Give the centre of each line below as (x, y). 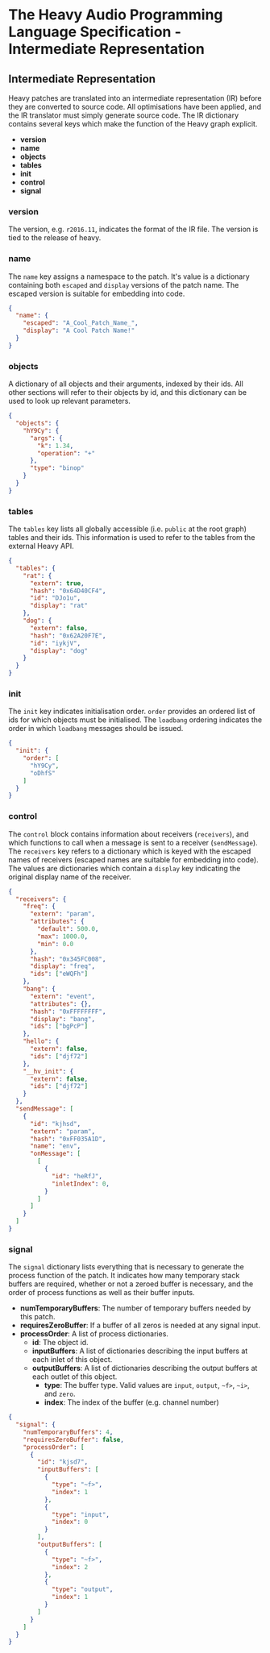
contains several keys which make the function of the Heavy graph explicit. (133, 124)
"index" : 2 (70, 1567)
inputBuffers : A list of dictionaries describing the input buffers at (140, 1351)
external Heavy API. (41, 546)
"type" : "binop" (57, 468)
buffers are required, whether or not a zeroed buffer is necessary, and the (131, 1284)
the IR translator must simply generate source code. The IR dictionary (124, 115)
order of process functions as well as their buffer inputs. (102, 1293)
